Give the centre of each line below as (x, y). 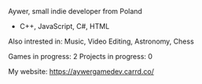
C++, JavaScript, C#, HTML (64, 26)
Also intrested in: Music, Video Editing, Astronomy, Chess (101, 41)
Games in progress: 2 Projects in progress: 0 (81, 56)
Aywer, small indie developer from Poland (75, 11)
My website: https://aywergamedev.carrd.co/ (81, 72)
